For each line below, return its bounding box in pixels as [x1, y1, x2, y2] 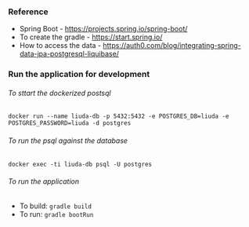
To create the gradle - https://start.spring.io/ [19, 32, 163, 42]
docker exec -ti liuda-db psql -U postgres [8, 160, 153, 168]
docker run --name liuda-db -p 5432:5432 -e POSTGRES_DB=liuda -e [8, 112, 229, 120]
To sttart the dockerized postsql [8, 88, 111, 97]
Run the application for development [8, 69, 150, 80]
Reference [8, 6, 49, 17]
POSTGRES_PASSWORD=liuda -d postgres [8, 119, 132, 127]
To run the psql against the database [8, 136, 128, 145]
